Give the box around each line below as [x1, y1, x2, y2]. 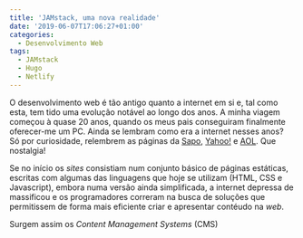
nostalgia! [9, 145, 46, 156]
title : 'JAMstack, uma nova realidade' [9, 13, 161, 23]
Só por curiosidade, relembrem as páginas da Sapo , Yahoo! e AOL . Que [9, 135, 277, 146]
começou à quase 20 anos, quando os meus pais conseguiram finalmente [9, 116, 286, 127]
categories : [9, 30, 54, 39]
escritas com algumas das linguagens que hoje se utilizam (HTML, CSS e [9, 172, 283, 183]
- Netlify [17, 72, 54, 81]
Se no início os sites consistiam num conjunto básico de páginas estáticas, [9, 162, 288, 173]
